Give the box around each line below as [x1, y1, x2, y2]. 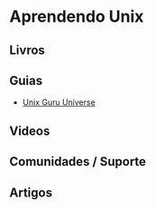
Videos [9, 123, 50, 138]
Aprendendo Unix [9, 6, 144, 27]
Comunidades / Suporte [9, 154, 147, 169]
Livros [9, 43, 45, 58]
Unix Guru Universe [22, 97, 96, 108]
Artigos [9, 185, 52, 200]
